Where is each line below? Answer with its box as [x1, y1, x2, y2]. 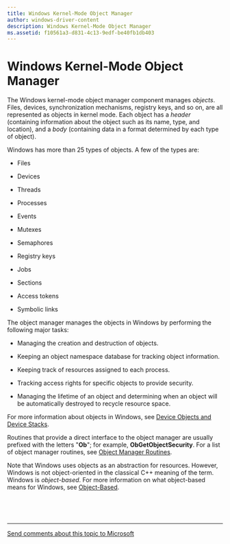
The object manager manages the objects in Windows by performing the [7, 318, 212, 327]
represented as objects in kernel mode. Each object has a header [7, 110, 191, 119]
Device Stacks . [7, 420, 49, 429]
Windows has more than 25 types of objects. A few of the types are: [7, 145, 200, 154]
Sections [16, 279, 42, 287]
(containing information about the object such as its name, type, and [7, 118, 200, 126]
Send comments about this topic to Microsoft [7, 530, 135, 538]
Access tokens [16, 292, 60, 300]
